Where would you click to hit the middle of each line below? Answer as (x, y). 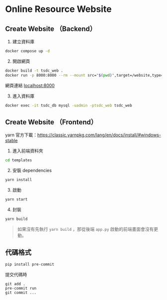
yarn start (16, 200)
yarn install (19, 180)
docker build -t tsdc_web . (34, 71)
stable (12, 141)
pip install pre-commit (30, 264)
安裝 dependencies (32, 171)
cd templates (19, 160)
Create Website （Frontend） (51, 122)
